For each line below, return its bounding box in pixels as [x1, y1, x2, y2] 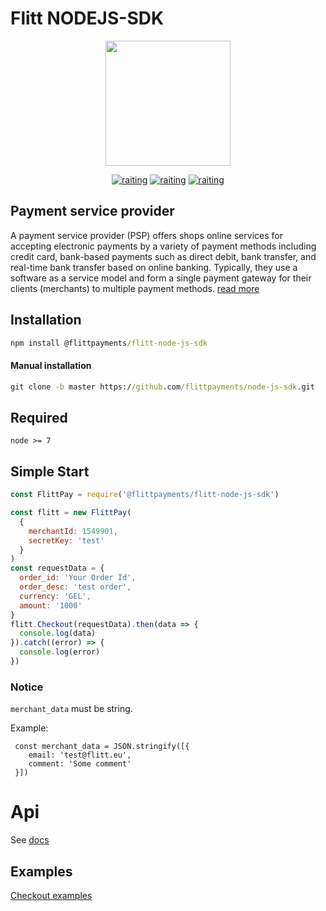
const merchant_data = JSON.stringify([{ [14, 742, 190, 752]
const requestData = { [10, 563, 105, 574]
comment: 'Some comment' [28, 759, 132, 769]
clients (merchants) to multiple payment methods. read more [10, 282, 260, 294]
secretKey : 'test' [28, 535, 105, 546]
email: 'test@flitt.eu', [28, 750, 132, 761]
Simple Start [10, 463, 90, 480]
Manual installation [10, 360, 92, 372]
